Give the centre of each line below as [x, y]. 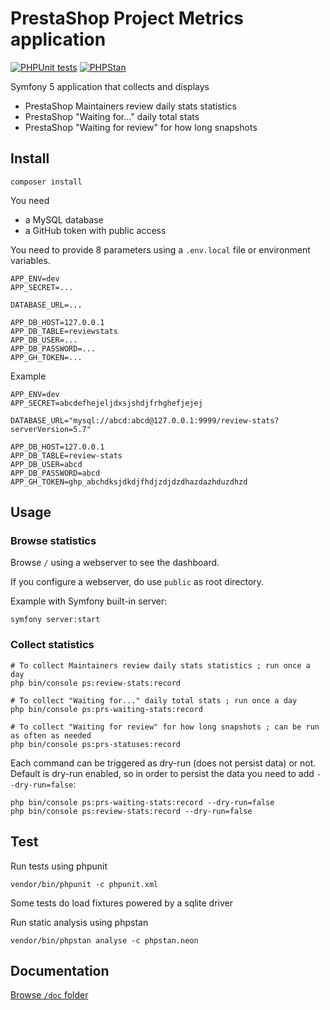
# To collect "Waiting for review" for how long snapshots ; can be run [165, 727]
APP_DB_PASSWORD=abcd [55, 473]
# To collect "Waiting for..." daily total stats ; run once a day [154, 700]
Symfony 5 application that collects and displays [110, 86]
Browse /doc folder [49, 995]
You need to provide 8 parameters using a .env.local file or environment [160, 249]
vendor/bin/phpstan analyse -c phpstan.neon [104, 940]
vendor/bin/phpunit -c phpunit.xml [84, 884]
